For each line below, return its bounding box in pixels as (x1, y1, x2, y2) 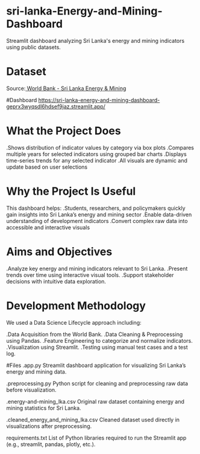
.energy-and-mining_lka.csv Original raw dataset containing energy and (6, 398, 185, 405)
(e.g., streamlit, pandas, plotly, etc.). (6, 440, 96, 448)
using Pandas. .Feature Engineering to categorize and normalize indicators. (6, 337, 193, 344)
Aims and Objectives (6, 245, 113, 258)
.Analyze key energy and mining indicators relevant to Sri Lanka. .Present (6, 265, 188, 272)
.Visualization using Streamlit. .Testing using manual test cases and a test (6, 343, 188, 351)
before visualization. (6, 386, 57, 394)
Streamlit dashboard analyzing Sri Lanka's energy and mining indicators (6, 37, 185, 44)
